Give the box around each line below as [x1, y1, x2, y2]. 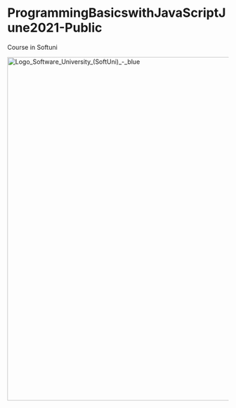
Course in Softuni [7, 43, 58, 51]
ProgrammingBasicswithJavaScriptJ [7, 5, 226, 21]
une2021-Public [7, 20, 103, 36]
